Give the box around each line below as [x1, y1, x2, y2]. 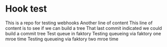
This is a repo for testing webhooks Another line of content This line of [5, 20, 153, 26]
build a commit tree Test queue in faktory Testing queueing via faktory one [5, 30, 161, 36]
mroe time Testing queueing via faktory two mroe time [5, 36, 119, 42]
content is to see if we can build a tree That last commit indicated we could [5, 25, 162, 31]
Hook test [5, 3, 47, 15]
